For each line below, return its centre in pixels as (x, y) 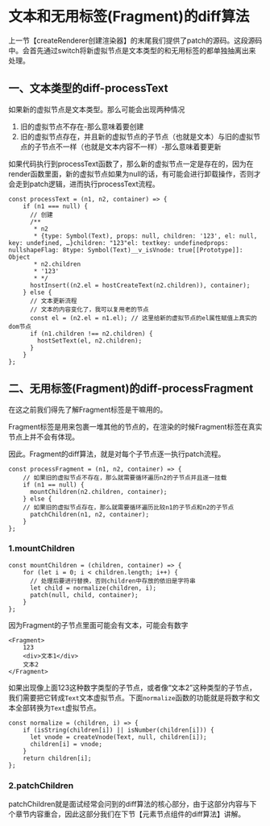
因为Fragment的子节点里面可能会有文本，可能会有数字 (98, 625)
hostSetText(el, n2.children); (90, 340)
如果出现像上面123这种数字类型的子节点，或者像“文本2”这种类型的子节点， (132, 687)
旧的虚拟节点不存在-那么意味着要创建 (82, 127)
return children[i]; (57, 758)
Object (19, 257)
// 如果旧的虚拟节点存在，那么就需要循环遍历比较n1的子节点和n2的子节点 (129, 507)
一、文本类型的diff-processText (88, 88)
